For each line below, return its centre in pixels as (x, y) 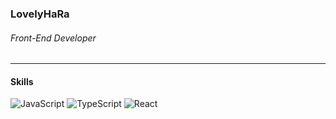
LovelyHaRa (40, 14)
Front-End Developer (53, 38)
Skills (22, 81)
